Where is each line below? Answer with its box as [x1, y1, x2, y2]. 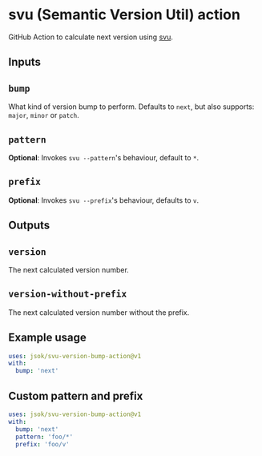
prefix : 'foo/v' [15, 440, 70, 448]
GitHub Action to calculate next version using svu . [8, 32, 174, 42]
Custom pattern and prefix [8, 389, 143, 402]
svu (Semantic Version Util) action [8, 6, 240, 24]
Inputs [8, 55, 42, 69]
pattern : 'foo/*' [15, 433, 74, 441]
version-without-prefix [8, 289, 127, 300]
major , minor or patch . [8, 111, 79, 120]
